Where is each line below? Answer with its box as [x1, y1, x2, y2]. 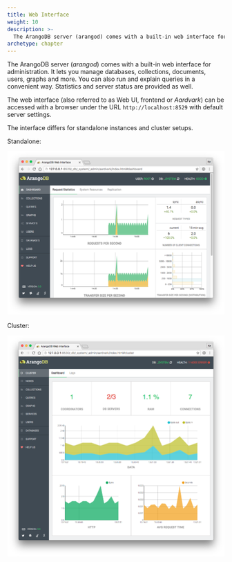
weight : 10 [7, 18, 39, 26]
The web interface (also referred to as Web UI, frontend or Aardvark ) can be [7, 96, 224, 104]
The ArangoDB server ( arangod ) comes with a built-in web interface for [7, 60, 211, 69]
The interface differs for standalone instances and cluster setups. [7, 124, 193, 132]
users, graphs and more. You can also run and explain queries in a [7, 75, 195, 83]
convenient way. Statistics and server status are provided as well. [7, 82, 193, 91]
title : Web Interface [7, 11, 70, 18]
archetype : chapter [7, 40, 64, 48]
